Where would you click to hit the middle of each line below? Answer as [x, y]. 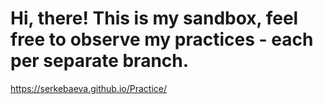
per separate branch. [100, 61]
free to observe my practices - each [162, 39]
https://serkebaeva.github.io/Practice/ [89, 88]
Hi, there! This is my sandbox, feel [154, 18]
